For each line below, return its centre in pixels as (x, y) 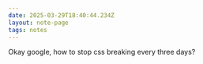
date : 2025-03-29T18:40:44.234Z (61, 15)
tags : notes (28, 30)
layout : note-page (38, 23)
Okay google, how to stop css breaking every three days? (102, 52)
